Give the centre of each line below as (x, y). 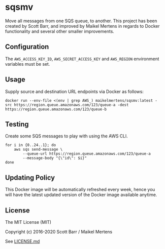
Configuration (27, 47)
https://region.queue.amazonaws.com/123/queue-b (56, 109)
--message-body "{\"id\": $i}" (55, 158)
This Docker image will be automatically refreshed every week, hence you (80, 190)
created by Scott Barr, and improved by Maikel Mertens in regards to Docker (82, 26)
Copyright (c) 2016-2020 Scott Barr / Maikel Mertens (59, 232)
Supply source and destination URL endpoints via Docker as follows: (74, 91)
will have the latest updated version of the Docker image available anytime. (81, 195)
